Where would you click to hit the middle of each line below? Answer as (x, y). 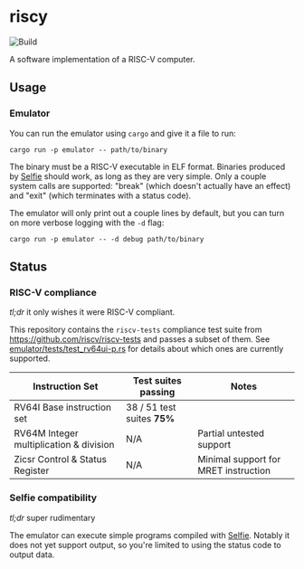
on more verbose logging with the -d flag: (87, 223)
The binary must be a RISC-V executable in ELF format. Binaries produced (147, 166)
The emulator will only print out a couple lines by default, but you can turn (147, 213)
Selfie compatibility (53, 498)
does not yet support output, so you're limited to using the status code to (146, 545)
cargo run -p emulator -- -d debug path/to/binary (107, 239)
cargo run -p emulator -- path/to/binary (89, 150)
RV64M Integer (46, 433)
